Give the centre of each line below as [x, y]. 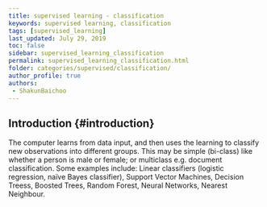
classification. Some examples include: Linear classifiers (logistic [116, 168]
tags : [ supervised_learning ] [57, 31]
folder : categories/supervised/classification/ [90, 68]
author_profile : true [45, 76]
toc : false [27, 46]
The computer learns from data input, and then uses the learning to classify [134, 143]
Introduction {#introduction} [81, 123]
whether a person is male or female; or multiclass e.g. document [115, 160]
